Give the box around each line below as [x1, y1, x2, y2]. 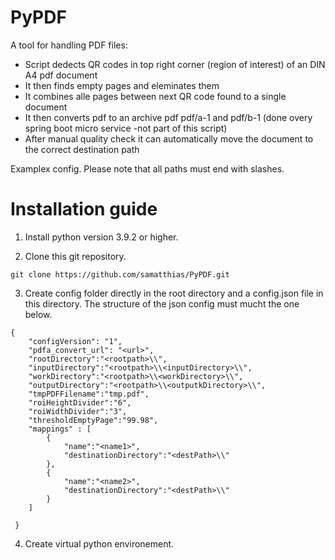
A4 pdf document [24, 69, 98, 81]
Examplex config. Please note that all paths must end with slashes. [10, 162, 285, 175]
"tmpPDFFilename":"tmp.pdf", [28, 389, 150, 399]
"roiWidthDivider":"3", [28, 406, 128, 416]
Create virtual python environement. [24, 537, 175, 550]
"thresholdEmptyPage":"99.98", [28, 415, 159, 425]
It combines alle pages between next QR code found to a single [24, 90, 287, 102]
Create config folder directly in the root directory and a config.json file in [24, 287, 324, 299]
